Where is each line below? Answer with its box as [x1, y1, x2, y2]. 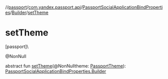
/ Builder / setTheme [10, 9, 49, 15]
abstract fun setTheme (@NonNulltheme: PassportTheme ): [5, 62, 126, 69]
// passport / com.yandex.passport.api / [5, 4, 83, 10]
